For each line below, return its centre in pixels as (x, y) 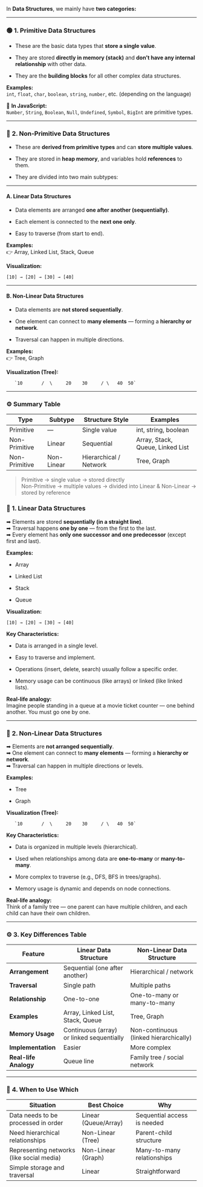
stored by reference (46, 493)
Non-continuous (154, 1030)
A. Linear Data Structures (39, 196)
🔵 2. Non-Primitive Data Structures (58, 134)
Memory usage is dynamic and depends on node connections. (93, 888)
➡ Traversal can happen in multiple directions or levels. (75, 766)
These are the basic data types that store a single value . (85, 46)
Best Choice (106, 1105)
